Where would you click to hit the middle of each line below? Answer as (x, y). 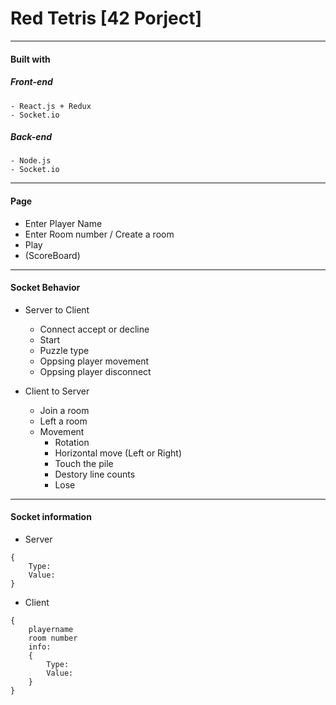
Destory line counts (95, 474)
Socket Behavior (45, 288)
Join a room (64, 410)
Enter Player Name (63, 223)
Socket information (51, 517)
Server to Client (57, 309)
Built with (30, 59)
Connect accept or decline (94, 329)
